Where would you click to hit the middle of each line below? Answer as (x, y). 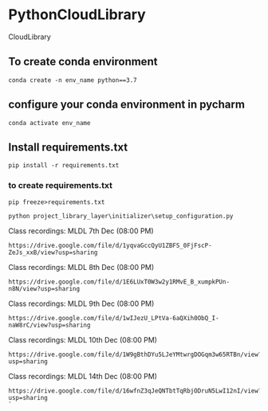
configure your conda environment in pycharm (127, 105)
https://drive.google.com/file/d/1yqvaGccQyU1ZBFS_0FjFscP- (110, 245)
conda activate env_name (49, 123)
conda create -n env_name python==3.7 (73, 80)
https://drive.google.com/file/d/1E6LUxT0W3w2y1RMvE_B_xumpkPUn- (119, 282)
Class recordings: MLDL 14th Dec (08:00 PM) (83, 376)
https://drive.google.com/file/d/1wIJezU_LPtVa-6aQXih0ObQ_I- (114, 318)
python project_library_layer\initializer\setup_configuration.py (121, 216)
